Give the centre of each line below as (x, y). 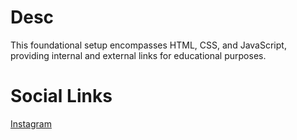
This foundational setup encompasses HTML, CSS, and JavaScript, (148, 45)
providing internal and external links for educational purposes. (138, 55)
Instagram (31, 123)
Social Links (61, 96)
